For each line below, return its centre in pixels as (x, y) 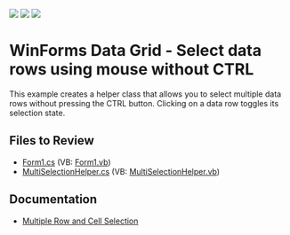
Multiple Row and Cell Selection (80, 221)
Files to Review (52, 141)
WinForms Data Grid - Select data (136, 51)
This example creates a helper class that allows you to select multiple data (145, 94)
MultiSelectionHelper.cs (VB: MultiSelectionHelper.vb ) (121, 171)
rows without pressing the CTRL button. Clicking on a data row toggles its (144, 103)
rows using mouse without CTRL (132, 70)
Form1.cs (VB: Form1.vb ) (66, 162)
